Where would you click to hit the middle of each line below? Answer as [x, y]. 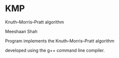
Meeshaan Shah [21, 31]
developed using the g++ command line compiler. [55, 50]
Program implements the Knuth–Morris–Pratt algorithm [60, 41]
